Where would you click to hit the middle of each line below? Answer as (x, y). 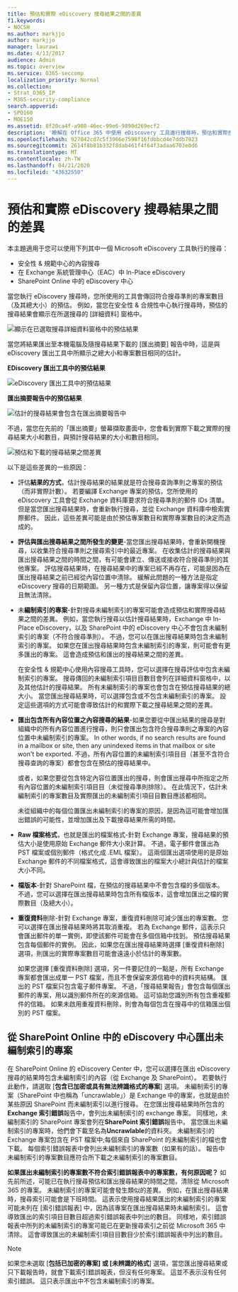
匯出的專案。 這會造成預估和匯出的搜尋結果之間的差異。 (106, 654)
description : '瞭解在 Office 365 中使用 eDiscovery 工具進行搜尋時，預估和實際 (118, 133)
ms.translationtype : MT (42, 152)
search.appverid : (33, 106)
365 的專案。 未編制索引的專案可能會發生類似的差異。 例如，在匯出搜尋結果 (118, 1190)
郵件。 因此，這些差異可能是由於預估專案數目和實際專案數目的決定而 (124, 518)
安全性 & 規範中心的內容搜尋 (59, 263)
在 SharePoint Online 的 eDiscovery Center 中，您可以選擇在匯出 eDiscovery (119, 1069)
